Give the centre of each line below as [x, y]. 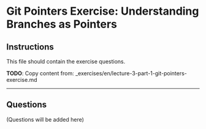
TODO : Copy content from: [40, 73]
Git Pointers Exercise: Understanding [103, 11]
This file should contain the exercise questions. [66, 61]
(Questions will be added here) [45, 119]
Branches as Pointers [62, 24]
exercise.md [22, 80]
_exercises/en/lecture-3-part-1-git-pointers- [131, 73]
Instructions [30, 47]
